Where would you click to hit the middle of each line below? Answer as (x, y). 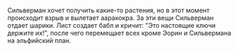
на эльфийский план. (39, 41)
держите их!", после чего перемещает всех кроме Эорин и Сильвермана (119, 33)
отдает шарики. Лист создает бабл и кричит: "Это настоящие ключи (112, 25)
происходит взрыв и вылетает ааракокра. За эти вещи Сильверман (110, 18)
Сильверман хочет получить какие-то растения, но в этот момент (109, 10)
